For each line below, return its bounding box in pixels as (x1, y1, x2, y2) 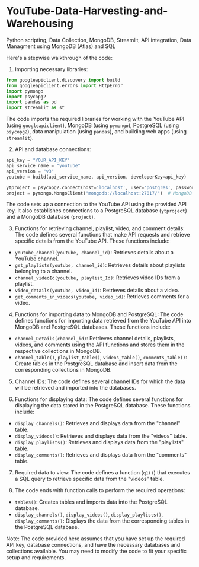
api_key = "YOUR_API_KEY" (6, 157, 70, 164)
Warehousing (6, 17, 74, 30)
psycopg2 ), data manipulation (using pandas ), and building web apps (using (6, 128, 187, 135)
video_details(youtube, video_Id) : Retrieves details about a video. (14, 286, 179, 294)
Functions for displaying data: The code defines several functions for (14, 396, 184, 403)
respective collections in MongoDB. (14, 348, 102, 355)
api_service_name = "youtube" (6, 163, 81, 169)
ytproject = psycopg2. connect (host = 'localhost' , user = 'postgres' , (6, 184, 174, 190)
